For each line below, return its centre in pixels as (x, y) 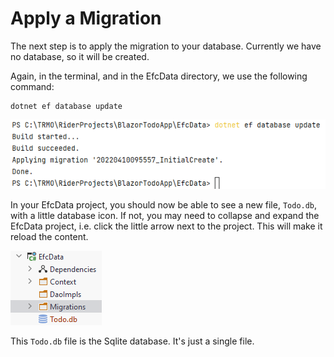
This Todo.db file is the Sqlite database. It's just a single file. (132, 341)
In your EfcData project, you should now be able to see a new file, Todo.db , (164, 204)
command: (32, 86)
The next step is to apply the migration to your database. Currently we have (166, 46)
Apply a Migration (86, 18)
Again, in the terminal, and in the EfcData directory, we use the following (159, 76)
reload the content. (49, 236)
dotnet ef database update (66, 106)
